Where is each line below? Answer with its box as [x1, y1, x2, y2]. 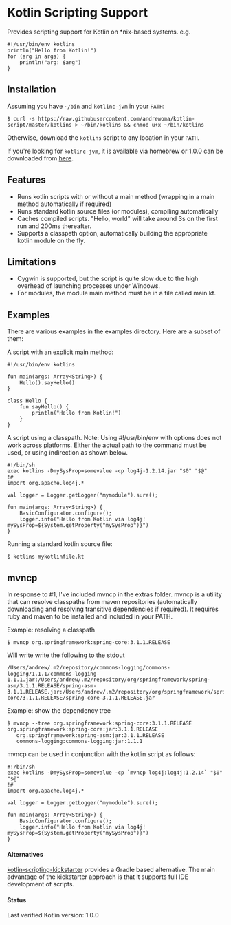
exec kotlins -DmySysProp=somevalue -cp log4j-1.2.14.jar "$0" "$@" [7, 468, 208, 475]
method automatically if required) [16, 200, 112, 208]
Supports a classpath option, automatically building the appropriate [16, 229, 208, 237]
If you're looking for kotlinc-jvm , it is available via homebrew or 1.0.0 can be [7, 147, 223, 155]
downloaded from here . [7, 154, 74, 163]
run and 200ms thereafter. [16, 222, 91, 230]
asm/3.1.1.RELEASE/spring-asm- [7, 683, 97, 689]
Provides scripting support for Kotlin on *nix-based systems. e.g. [7, 28, 191, 36]
